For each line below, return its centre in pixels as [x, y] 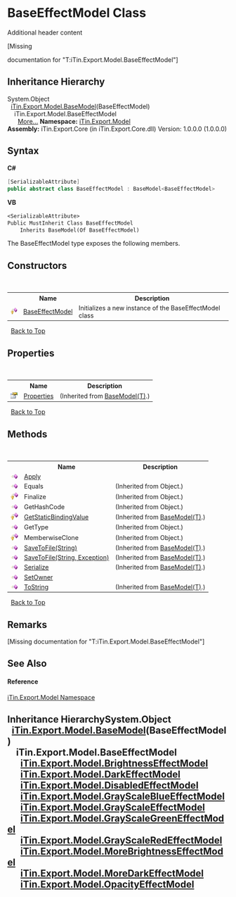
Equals [34, 487]
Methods [27, 434]
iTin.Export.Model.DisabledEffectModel [109, 785]
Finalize [35, 496]
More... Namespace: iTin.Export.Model [74, 121]
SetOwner [39, 577]
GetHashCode [45, 507]
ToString [37, 586]
